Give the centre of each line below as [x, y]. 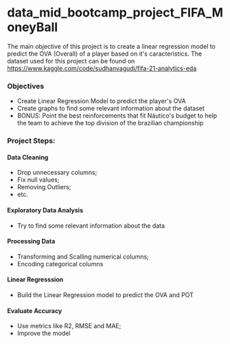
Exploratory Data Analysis [45, 210]
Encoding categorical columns [60, 264]
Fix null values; [38, 180]
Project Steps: [31, 141]
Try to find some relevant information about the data [91, 226]
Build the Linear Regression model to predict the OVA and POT [105, 294]
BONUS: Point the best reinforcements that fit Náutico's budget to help [117, 116]
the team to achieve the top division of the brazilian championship [110, 123]
